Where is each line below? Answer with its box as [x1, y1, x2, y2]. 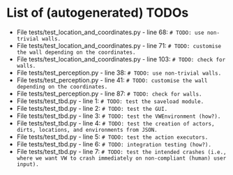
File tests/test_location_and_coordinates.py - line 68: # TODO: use [16, 28, 204, 36]
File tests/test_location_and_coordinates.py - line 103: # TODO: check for [16, 54, 226, 63]
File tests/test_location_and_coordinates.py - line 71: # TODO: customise [16, 41, 222, 50]
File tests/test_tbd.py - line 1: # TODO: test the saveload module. [16, 96, 204, 105]
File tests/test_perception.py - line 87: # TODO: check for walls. [16, 89, 202, 98]
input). [16, 160, 39, 168]
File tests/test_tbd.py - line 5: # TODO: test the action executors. [16, 132, 209, 141]
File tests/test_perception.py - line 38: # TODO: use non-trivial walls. [16, 68, 222, 77]
